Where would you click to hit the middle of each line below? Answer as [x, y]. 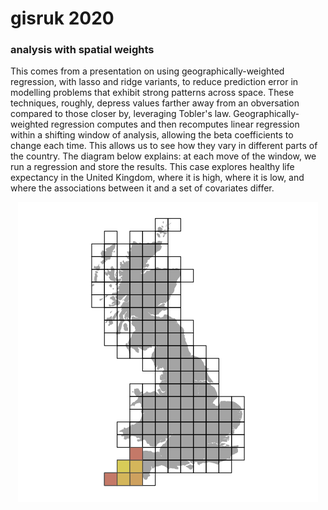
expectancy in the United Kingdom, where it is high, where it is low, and [157, 178]
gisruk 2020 [62, 18]
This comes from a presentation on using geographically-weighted [147, 71]
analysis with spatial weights [82, 50]
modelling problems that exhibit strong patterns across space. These [152, 93]
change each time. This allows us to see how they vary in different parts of [164, 146]
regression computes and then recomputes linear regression [175, 124]
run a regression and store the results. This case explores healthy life [152, 167]
